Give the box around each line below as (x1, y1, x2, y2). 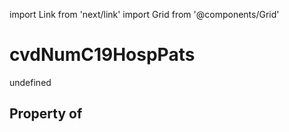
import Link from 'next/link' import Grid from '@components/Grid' (9, 9, 280, 20)
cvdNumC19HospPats (9, 44, 196, 66)
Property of (9, 105, 83, 123)
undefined (9, 76, 52, 88)
